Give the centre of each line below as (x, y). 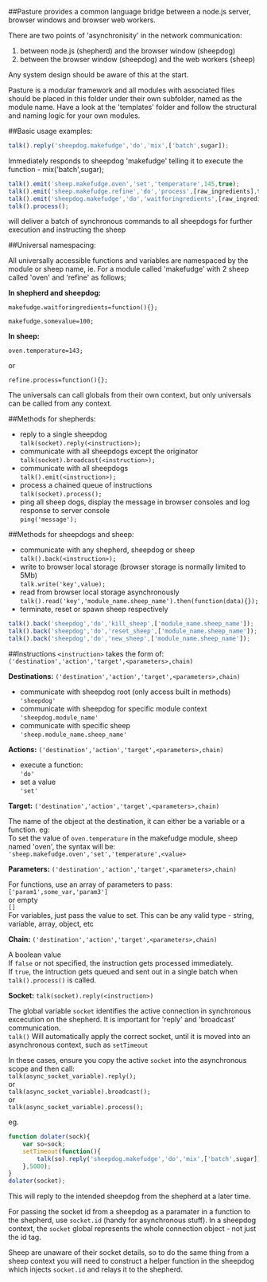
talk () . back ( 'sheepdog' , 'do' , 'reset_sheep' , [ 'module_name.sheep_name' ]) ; (133, 631)
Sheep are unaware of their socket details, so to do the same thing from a (129, 1253)
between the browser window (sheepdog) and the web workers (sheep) (137, 59)
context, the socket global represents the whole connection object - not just (132, 1229)
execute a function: (51, 765)
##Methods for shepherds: (52, 419)
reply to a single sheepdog (63, 434)
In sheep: (24, 336)
